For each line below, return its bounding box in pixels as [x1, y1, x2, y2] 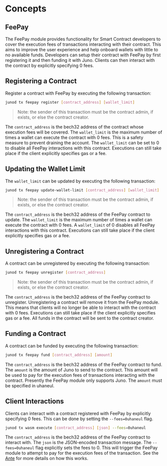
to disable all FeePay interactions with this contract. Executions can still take [5, 145, 162, 151]
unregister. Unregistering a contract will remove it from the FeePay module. [5, 300, 160, 306]
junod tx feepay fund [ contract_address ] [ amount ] [5, 352, 113, 357]
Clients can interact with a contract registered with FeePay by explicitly [5, 410, 151, 416]
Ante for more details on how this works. [5, 456, 89, 462]
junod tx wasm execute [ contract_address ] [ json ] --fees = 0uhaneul [5, 425, 146, 430]
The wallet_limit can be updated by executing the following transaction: [5, 178, 156, 184]
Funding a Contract [5, 329, 66, 338]
